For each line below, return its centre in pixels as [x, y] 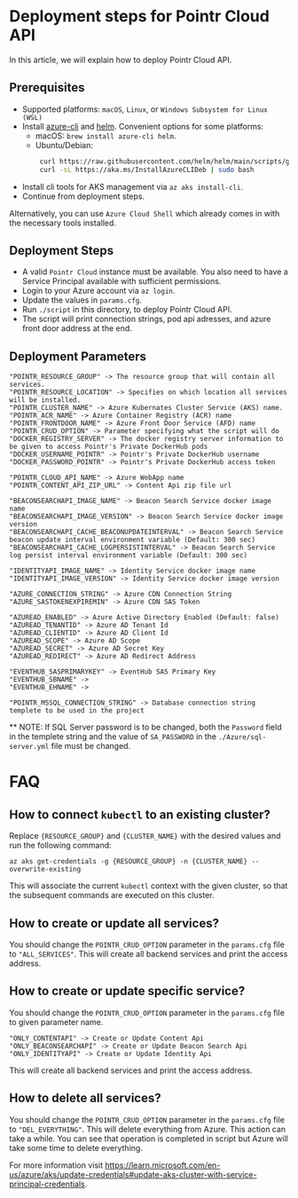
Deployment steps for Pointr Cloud [140, 16]
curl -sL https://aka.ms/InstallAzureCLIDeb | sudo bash [147, 169]
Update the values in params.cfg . [82, 300]
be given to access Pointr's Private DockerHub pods [109, 447]
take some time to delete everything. [76, 1147]
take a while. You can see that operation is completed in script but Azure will [149, 1139]
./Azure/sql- [243, 737]
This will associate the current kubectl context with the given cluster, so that [149, 886]
